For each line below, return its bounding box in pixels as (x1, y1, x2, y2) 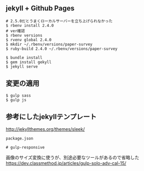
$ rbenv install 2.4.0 (6, 23, 54, 28)
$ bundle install (6, 55, 43, 60)
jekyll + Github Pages (6, 4, 75, 13)
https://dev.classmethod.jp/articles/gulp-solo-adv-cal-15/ (6, 160, 127, 166)
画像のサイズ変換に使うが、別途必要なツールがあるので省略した (6, 155, 139, 161)
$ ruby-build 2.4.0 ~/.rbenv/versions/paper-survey (6, 46, 118, 51)
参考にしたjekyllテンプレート (6, 112, 97, 121)
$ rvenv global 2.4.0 (6, 37, 52, 42)
